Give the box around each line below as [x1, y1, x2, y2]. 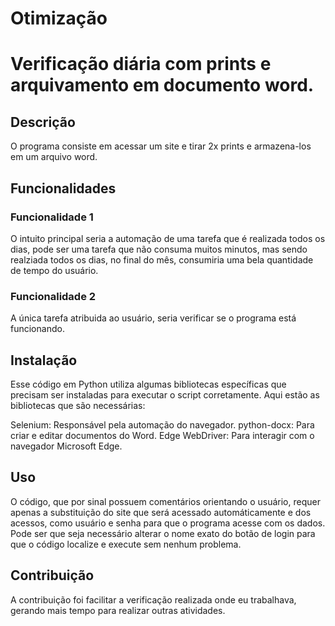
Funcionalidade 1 [10, 210, 94, 224]
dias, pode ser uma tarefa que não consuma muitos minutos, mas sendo [10, 243, 308, 255]
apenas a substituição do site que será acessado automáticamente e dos [10, 506, 312, 518]
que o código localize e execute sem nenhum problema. [10, 538, 242, 550]
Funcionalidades [10, 180, 117, 197]
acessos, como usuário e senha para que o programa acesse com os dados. [10, 517, 326, 529]
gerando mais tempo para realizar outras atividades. [10, 604, 226, 616]
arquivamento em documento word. [10, 74, 315, 97]
